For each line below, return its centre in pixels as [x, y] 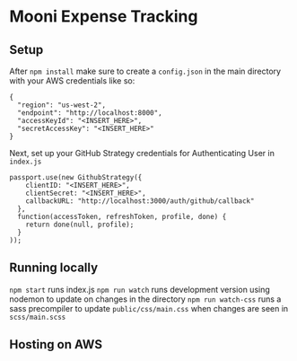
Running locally [54, 268]
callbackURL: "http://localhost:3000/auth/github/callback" [140, 201]
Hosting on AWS [56, 344]
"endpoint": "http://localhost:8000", [90, 113]
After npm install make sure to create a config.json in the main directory [145, 71]
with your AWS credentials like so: [72, 81]
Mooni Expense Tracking [104, 17]
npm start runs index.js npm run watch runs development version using [140, 289]
